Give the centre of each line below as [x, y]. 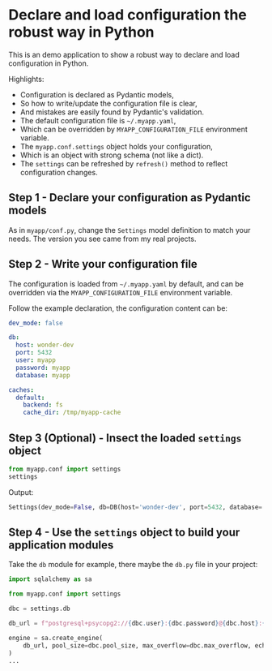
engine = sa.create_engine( [56, 638]
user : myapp [36, 360]
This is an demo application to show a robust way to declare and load [124, 54]
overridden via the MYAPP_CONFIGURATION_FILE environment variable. [121, 292]
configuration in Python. [49, 63]
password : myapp [43, 368]
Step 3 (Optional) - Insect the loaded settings [125, 438]
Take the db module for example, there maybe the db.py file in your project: [133, 565]
